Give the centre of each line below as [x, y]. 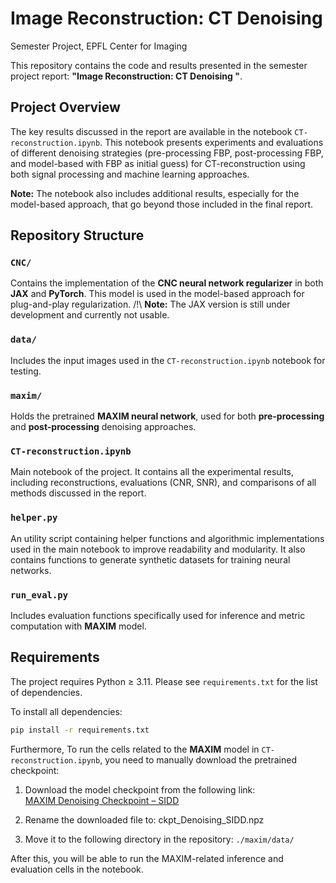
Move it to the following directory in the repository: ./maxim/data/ [159, 839]
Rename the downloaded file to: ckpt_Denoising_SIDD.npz [144, 819]
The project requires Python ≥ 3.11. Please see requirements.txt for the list [164, 681]
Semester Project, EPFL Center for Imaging [99, 46]
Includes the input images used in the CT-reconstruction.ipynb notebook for [168, 360]
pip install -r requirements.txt [80, 730]
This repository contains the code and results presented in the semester [159, 65]
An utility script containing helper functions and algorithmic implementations [167, 538]
